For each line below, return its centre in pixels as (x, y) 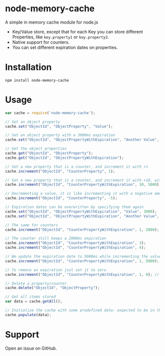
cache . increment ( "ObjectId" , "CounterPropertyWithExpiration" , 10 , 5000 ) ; (83, 185)
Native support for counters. (41, 42)
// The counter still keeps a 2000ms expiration (56, 238)
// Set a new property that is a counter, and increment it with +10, (79, 180)
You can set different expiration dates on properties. (65, 47)
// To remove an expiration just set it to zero (56, 270)
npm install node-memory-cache (37, 80)
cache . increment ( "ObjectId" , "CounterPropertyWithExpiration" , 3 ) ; (76, 243)
